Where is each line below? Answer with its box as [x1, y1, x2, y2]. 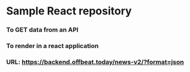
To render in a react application [6, 42, 99, 50]
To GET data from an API [6, 26, 79, 34]
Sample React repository [6, 4, 132, 18]
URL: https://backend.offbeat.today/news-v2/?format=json [6, 58, 184, 66]
